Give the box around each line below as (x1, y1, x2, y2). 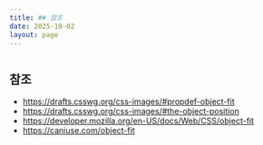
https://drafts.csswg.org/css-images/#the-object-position (22, 105, 240, 116)
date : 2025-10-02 (9, 22, 75, 31)
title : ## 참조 (9, 13, 63, 23)
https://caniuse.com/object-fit (22, 124, 135, 136)
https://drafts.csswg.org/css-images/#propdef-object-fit (22, 96, 235, 107)
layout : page (9, 30, 59, 39)
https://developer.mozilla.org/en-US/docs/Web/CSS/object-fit (22, 115, 255, 126)
